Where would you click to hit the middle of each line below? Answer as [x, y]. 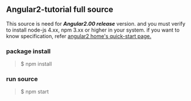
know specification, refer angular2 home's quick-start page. [79, 36]
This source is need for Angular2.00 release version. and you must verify [96, 23]
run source [22, 79]
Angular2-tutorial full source [60, 10]
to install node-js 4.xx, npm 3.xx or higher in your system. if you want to [93, 30]
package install [29, 51]
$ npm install [36, 64]
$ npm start [34, 92]
